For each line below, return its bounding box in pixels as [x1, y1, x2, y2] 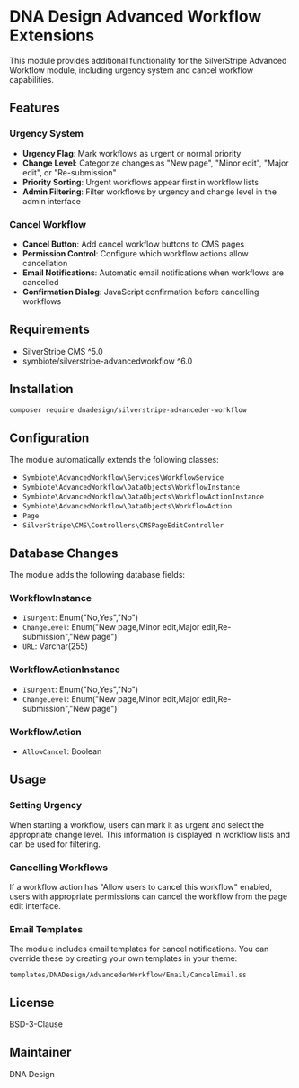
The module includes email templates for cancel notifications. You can [9, 943, 269, 955]
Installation [9, 382, 74, 397]
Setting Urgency [9, 799, 83, 812]
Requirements [9, 322, 90, 337]
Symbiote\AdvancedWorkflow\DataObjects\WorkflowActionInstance [22, 492, 265, 501]
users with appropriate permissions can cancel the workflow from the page [9, 891, 288, 902]
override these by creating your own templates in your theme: [9, 953, 238, 964]
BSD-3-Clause [9, 1019, 63, 1030]
